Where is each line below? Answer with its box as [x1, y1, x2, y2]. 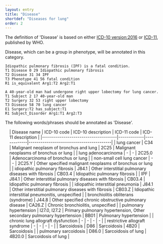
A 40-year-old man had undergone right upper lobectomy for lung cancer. [5, 89, 159, 95]
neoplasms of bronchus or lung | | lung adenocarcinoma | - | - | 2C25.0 [9, 150, 153, 156]
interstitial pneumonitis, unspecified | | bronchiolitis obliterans [9, 192, 134, 198]
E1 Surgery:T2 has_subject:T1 [5, 107, 67, 112]
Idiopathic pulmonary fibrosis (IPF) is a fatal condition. [5, 64, 131, 69]
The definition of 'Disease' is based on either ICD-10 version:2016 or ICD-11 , [5, 34, 158, 40]
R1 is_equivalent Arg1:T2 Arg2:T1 [5, 81, 76, 86]
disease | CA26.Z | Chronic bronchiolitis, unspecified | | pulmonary [9, 202, 144, 208]
